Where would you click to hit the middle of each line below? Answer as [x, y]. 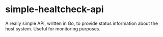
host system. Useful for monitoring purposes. [53, 28]
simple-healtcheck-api [55, 9]
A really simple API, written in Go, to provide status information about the [82, 23]
